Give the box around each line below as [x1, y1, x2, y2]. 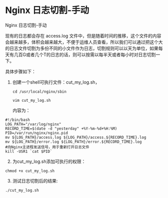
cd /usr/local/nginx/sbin [12, 89, 66, 94]
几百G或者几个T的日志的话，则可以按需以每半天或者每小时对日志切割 [13, 51, 156, 58]
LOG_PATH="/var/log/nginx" [5, 121, 61, 127]
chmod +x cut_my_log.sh [5, 168, 55, 173]
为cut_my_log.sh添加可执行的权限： [12, 158, 86, 164]
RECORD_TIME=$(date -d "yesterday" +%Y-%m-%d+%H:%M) [5, 126, 117, 131]
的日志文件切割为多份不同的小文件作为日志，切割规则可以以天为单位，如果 [5, 45, 158, 51]
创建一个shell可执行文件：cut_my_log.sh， [12, 79, 100, 85]
